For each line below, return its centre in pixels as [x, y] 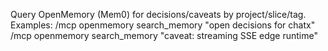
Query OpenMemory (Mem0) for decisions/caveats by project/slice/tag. [158, 14]
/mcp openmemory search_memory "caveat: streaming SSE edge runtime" [164, 35]
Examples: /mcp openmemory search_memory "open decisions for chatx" [163, 25]
